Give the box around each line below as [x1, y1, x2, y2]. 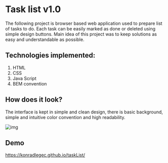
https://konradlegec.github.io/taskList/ [5, 152, 86, 158]
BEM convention [12, 80, 47, 87]
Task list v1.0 [5, 4, 61, 15]
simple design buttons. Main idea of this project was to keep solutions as [5, 31, 157, 37]
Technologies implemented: [5, 51, 96, 60]
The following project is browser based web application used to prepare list [5, 20, 163, 26]
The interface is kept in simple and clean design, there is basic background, [5, 109, 163, 115]
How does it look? [5, 95, 63, 104]
